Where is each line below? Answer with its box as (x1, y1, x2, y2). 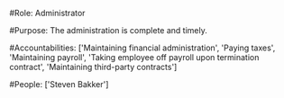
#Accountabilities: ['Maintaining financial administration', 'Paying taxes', (9, 42, 276, 53)
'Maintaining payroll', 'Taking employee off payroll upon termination (9, 52, 260, 62)
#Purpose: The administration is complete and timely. (9, 25, 207, 35)
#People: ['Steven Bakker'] (9, 79, 109, 89)
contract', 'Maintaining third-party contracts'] (9, 62, 178, 72)
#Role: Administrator (9, 8, 86, 18)
